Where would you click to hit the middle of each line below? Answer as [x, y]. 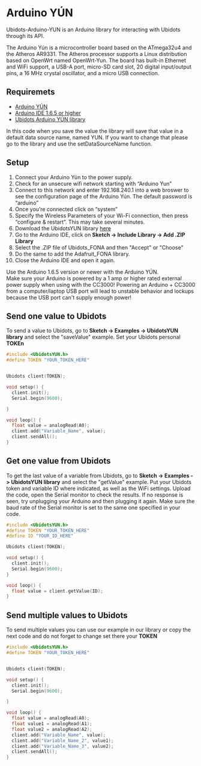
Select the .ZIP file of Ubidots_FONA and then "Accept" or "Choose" [99, 247]
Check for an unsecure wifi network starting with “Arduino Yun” [93, 183]
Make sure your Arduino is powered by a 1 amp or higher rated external [94, 278]
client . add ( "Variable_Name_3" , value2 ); [63, 746]
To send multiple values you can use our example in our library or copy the [98, 630]
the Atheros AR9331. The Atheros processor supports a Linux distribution [97, 54]
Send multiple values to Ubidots [67, 615]
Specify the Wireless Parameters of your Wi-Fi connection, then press [101, 215]
